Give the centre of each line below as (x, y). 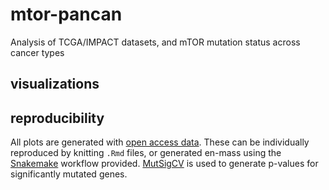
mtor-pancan (66, 14)
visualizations (55, 84)
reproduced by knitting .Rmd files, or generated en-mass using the (146, 153)
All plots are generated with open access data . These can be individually (160, 142)
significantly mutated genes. (69, 174)
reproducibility (57, 118)
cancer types (37, 52)
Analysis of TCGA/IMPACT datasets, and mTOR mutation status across (155, 42)
